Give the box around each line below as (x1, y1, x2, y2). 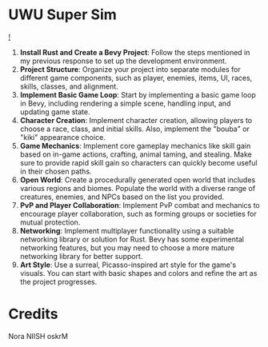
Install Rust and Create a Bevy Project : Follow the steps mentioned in (19, 47, 250, 57)
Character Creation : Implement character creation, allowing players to (19, 115, 253, 125)
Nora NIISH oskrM (8, 331, 69, 341)
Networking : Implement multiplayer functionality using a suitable (19, 225, 234, 235)
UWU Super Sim (8, 6, 118, 24)
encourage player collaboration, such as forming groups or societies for (19, 209, 258, 218)
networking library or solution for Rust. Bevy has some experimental (19, 234, 244, 244)
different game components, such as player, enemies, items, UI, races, (19, 73, 253, 82)
